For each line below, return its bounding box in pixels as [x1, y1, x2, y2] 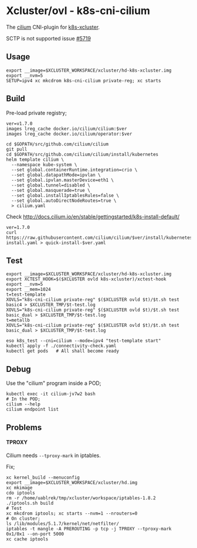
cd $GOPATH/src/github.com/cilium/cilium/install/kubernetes [6, 151, 159, 157]
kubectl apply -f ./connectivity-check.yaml [6, 343, 117, 349]
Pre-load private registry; [6, 109, 67, 116]
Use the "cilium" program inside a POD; [6, 380, 101, 387]
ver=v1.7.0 [6, 120, 33, 127]
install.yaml [6, 239, 38, 246]
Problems [6, 422, 42, 432]
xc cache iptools [6, 536, 49, 542]
